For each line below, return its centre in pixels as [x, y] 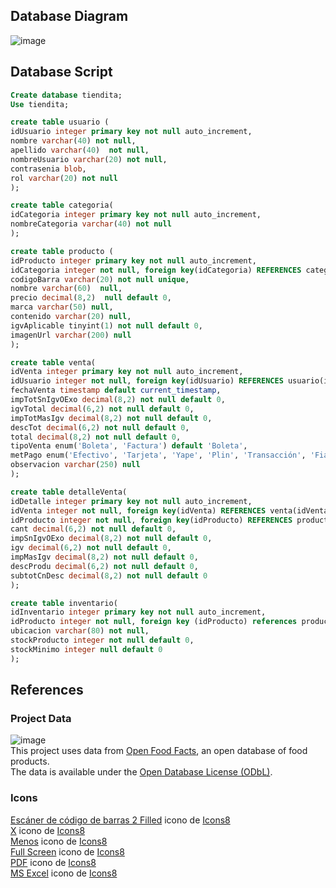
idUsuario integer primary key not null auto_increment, [131, 132]
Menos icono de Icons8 [59, 841]
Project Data [41, 718]
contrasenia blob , [48, 169]
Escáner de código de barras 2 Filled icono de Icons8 [120, 820]
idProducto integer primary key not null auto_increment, [133, 260]
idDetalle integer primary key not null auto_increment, [131, 501]
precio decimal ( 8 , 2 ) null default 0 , [91, 298]
